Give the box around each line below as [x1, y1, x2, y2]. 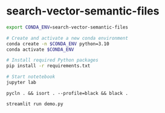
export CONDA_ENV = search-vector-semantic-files [6, 24, 129, 30]
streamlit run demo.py [6, 101, 63, 107]
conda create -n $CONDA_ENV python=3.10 [6, 40, 110, 47]
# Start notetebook [6, 74, 56, 80]
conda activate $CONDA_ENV [6, 47, 74, 53]
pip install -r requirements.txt [6, 63, 91, 69]
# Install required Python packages [6, 57, 99, 63]
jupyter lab [6, 80, 36, 86]
